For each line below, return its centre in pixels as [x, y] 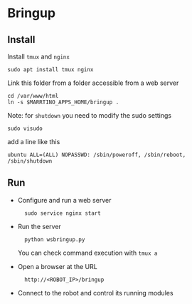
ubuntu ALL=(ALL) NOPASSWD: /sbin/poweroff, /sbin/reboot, [97, 155]
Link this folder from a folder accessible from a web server [93, 83]
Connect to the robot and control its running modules [95, 293]
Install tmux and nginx [38, 56]
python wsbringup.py [55, 239]
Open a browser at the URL [57, 266]
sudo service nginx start [63, 213]
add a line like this [34, 142]
